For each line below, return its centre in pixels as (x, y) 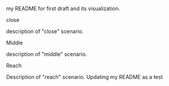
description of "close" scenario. (45, 31)
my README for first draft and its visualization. (63, 9)
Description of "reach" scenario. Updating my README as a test (84, 77)
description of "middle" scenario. (47, 54)
